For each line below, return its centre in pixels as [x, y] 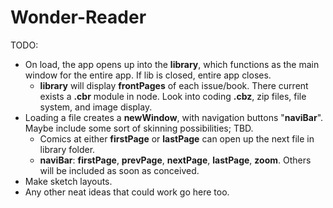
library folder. [67, 149]
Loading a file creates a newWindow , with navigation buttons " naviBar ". [174, 117]
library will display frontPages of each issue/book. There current [174, 85]
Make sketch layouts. [68, 181]
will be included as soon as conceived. [119, 170]
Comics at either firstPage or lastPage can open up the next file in [177, 138]
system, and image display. [96, 107]
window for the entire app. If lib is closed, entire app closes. [148, 75]
